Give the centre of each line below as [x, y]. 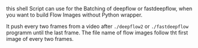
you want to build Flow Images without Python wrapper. [74, 15]
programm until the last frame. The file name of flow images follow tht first [97, 33]
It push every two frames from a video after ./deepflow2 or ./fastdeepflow [98, 26]
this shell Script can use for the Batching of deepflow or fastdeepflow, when [99, 9]
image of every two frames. [40, 39]
